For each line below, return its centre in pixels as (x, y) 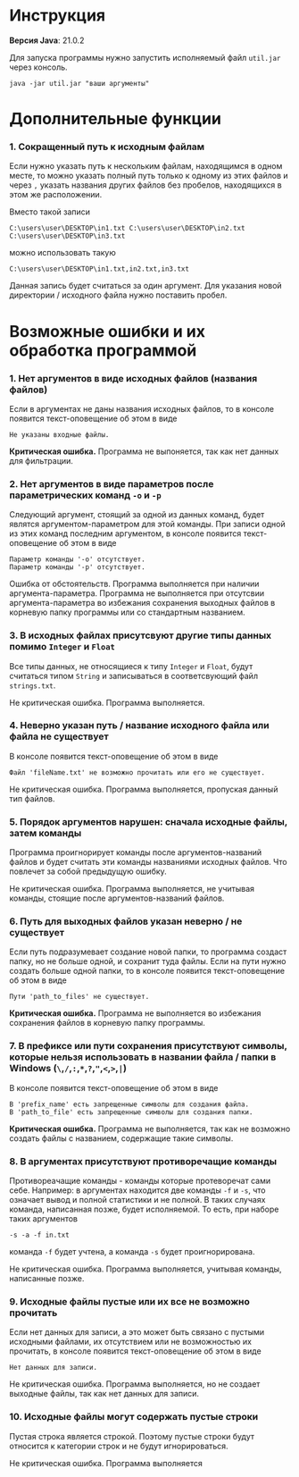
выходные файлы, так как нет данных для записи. (104, 1394)
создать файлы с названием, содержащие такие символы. (121, 1138)
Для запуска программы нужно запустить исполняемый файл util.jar (145, 57)
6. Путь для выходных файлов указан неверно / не (126, 921)
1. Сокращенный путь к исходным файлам (107, 147)
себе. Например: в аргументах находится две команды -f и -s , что (137, 1190)
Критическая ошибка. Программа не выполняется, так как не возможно (150, 1129)
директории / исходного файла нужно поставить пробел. (118, 295)
